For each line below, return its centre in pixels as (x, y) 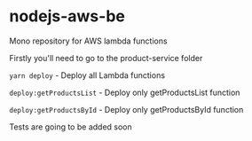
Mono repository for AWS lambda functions (88, 41)
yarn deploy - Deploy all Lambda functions (87, 75)
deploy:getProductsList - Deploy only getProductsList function (125, 92)
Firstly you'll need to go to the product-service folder (106, 58)
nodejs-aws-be (67, 16)
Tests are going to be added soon (71, 127)
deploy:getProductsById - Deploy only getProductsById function (126, 109)
